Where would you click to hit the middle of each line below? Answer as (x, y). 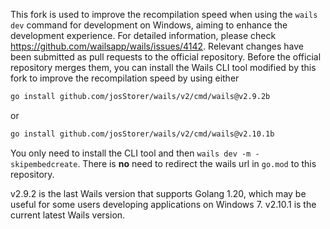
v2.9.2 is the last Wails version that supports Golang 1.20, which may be (158, 193)
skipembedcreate (44, 164)
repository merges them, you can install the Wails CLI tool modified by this (163, 67)
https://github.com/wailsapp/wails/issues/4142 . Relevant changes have (157, 46)
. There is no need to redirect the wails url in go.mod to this (197, 163)
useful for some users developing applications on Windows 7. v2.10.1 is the (163, 204)
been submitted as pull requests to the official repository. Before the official (166, 57)
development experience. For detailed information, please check (143, 35)
